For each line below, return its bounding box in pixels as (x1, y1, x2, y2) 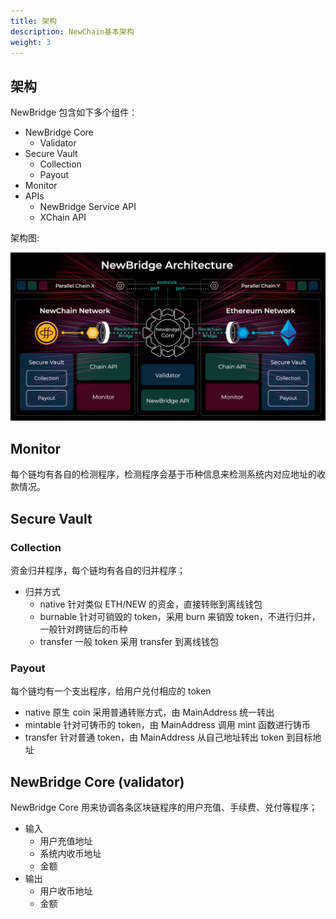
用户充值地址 (39, 835, 93, 847)
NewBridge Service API (39, 201, 137, 213)
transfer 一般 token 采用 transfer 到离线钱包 (39, 635, 220, 647)
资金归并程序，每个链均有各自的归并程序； (10, 564, 186, 576)
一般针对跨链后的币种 (39, 623, 128, 635)
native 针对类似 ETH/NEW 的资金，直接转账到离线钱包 (39, 598, 263, 610)
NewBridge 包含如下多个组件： (10, 106, 138, 119)
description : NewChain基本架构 (10, 26, 135, 37)
